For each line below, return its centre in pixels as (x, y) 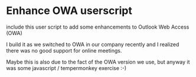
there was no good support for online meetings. (64, 50)
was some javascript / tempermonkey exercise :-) (66, 68)
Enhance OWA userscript (69, 11)
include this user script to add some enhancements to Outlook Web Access (98, 27)
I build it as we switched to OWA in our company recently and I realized (93, 44)
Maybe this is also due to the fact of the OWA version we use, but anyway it (98, 62)
